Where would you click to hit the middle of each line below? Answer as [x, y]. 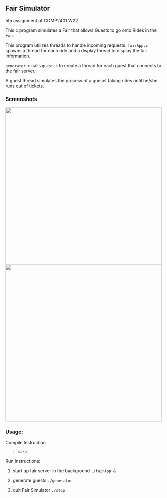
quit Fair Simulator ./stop [39, 490]
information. [18, 56]
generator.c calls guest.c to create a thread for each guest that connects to [83, 65]
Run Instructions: [23, 461]
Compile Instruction [26, 443]
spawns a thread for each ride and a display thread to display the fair [76, 50]
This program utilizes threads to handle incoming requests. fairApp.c [77, 45]
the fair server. [20, 71]
